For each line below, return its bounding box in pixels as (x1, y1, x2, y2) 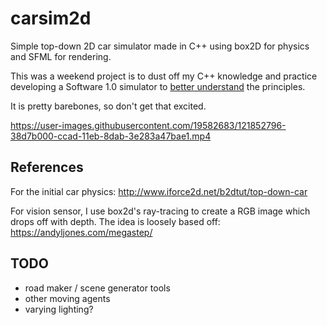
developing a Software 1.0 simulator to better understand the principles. (10, 80, 306, 92)
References (10, 159, 84, 176)
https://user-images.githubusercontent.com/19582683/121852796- (10, 119, 287, 131)
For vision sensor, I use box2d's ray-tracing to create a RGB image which (10, 205, 311, 217)
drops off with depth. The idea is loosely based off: (10, 215, 221, 227)
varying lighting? (24, 303, 94, 315)
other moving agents (24, 292, 111, 304)
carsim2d (10, 7, 92, 30)
